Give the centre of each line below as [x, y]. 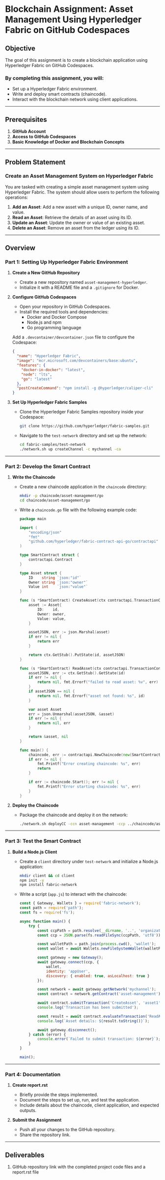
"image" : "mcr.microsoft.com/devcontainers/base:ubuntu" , [77, 361]
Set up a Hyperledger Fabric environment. [55, 89]
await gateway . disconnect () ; [67, 1030]
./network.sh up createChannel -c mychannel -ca [70, 449]
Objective [20, 48]
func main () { [34, 750]
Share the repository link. [45, 1135]
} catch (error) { [47, 1034]
